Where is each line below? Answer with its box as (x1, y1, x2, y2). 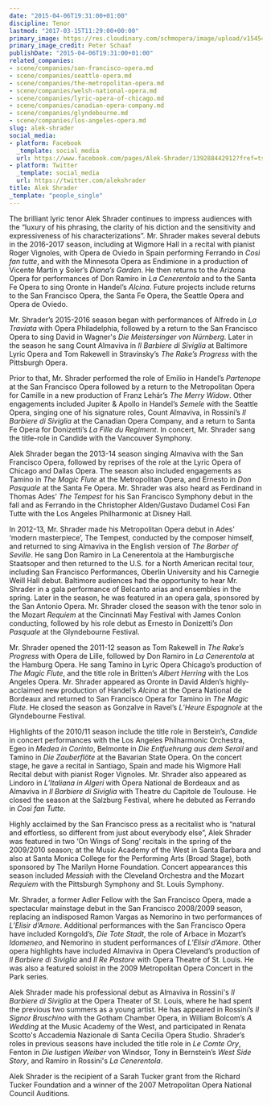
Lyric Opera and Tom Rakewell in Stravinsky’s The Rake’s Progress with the (9, 349, 258, 358)
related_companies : (9, 57, 75, 65)
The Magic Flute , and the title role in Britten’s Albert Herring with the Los (9, 668, 248, 677)
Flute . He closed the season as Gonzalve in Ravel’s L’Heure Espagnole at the (9, 702, 263, 712)
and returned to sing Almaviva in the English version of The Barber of (9, 541, 239, 551)
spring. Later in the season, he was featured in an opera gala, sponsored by (9, 593, 260, 602)
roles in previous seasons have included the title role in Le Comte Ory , (9, 1038, 241, 1048)
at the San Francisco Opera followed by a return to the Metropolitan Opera (9, 382, 256, 391)
